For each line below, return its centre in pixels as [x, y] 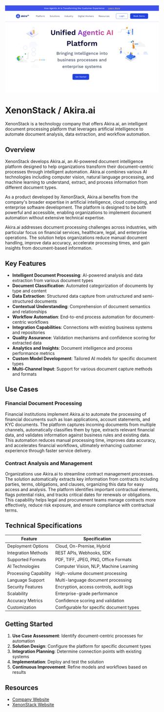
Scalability [18, 593]
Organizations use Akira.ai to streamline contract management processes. [80, 474]
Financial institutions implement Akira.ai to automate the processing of [76, 414]
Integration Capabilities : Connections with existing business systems [82, 327]
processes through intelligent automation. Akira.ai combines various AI [76, 172]
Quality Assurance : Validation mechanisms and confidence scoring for [84, 338]
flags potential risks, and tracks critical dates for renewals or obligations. [78, 495]
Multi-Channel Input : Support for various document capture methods [82, 369]
